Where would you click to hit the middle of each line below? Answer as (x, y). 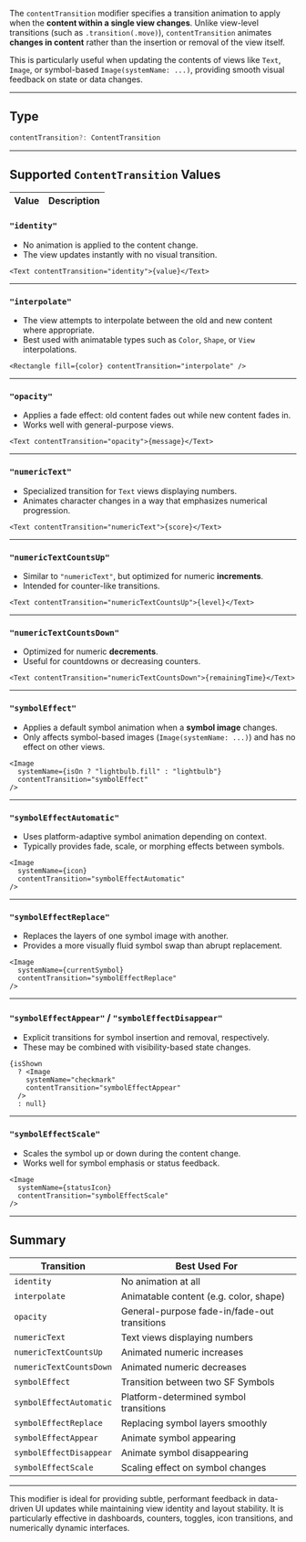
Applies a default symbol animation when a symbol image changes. (150, 727)
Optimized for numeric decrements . (90, 651)
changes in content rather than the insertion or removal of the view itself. (147, 42)
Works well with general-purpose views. (98, 425)
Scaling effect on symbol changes (194, 1467)
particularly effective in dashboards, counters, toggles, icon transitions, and (151, 1518)
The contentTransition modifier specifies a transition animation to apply (145, 13)
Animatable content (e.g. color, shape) (203, 1296)
